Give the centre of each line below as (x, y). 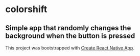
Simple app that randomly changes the (68, 28)
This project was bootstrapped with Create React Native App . (70, 48)
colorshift (26, 9)
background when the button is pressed (70, 36)
